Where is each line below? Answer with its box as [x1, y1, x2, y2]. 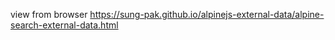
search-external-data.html [10, 19, 119, 31]
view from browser [10, 9, 88, 20]
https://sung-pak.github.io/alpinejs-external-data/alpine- [89, 9, 325, 20]
